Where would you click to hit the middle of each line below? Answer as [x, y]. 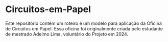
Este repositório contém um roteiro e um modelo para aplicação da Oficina [84, 23]
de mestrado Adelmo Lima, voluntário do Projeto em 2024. [67, 34]
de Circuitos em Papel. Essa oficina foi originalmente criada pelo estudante [84, 28]
